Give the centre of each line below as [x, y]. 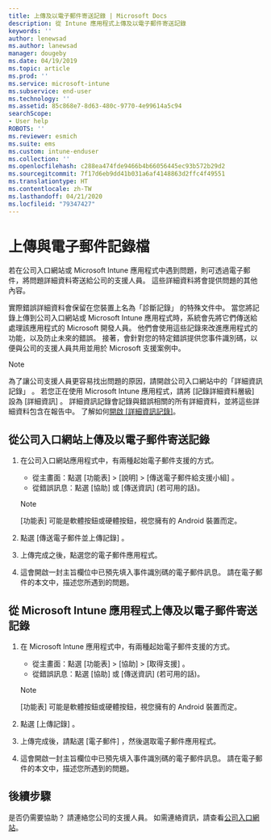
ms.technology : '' [39, 99]
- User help [28, 121]
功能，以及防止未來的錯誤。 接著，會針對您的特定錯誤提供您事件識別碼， [129, 338]
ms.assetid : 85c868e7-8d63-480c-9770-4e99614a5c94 [95, 106]
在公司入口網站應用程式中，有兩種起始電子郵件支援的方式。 [119, 460]
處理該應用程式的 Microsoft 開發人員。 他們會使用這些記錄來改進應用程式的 [133, 328]
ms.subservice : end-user [50, 91]
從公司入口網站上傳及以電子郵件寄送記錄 [109, 439]
